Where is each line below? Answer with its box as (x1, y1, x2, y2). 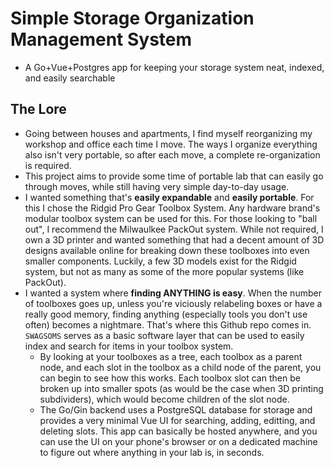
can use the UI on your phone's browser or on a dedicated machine (39, 435, 318, 447)
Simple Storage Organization (10, 7, 255, 30)
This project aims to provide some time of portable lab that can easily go (24, 170, 324, 182)
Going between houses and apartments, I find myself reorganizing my (24, 127, 313, 139)
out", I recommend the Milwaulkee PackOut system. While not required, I (24, 223, 324, 235)
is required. (24, 159, 72, 171)
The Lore (10, 101, 67, 118)
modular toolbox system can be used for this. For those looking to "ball (24, 212, 318, 224)
